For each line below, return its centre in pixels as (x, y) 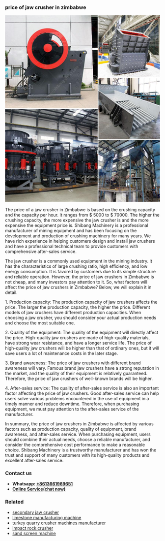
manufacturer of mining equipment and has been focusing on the (71, 230)
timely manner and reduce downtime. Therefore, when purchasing (72, 404)
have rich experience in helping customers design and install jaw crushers (80, 241)
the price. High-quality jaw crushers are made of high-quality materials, (77, 337)
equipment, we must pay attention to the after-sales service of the (72, 409)
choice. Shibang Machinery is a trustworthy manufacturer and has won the (81, 450)
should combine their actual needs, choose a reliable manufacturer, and (78, 439)
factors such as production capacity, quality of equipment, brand (71, 429)
